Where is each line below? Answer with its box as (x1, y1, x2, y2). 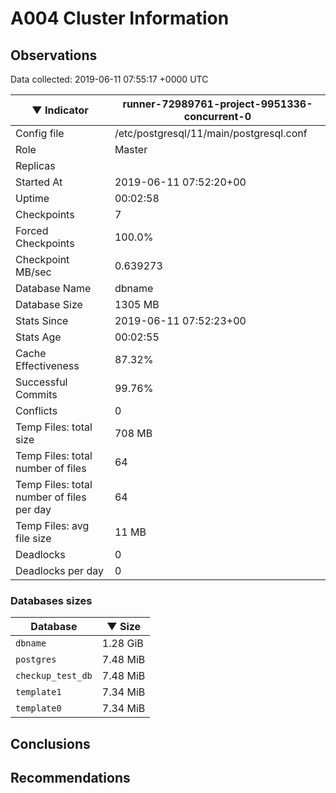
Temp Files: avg (15, 519, 90, 532)
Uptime (15, 192, 50, 205)
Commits (15, 388, 58, 401)
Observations (10, 47, 98, 64)
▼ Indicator (31, 103, 89, 117)
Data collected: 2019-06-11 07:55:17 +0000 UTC (10, 73, 209, 85)
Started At (15, 175, 63, 189)
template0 (15, 703, 62, 714)
